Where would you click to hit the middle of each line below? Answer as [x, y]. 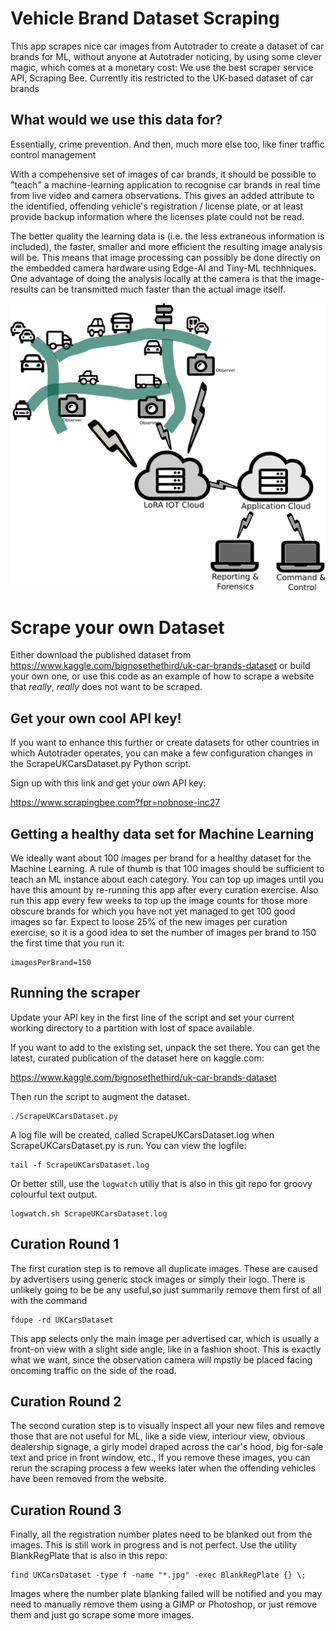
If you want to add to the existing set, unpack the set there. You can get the [165, 1047]
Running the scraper [75, 993]
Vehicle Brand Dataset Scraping [145, 18]
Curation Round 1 [65, 1244]
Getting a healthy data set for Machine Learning [162, 833]
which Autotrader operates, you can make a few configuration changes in [161, 753]
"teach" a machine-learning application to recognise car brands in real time [165, 184]
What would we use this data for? [116, 120]
